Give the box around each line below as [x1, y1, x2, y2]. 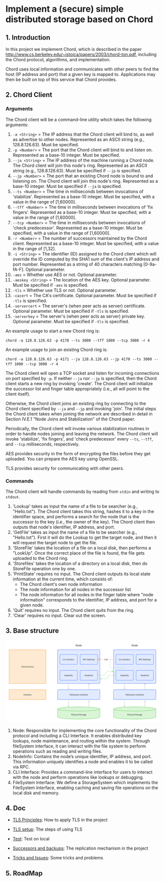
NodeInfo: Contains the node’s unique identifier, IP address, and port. [12, 753, 152, 759]
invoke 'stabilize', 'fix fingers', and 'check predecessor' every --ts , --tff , [5, 436, 153, 441]
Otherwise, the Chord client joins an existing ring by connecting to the [5, 400, 146, 406]
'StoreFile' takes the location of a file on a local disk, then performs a [12, 545, 151, 551]
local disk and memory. [12, 789, 60, 796]
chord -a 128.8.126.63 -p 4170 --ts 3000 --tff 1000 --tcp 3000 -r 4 [5, 338, 150, 343]
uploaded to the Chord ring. [12, 555, 69, 561]
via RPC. [12, 764, 30, 769]
